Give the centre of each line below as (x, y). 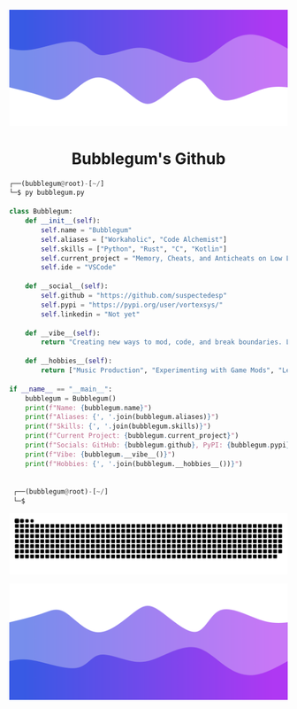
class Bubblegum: (41, 212)
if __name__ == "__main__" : (61, 389)
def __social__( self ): (67, 286)
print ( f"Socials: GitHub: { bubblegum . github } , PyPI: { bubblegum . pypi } (158, 445)
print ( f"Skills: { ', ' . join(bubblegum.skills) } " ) (118, 426)
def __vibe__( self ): (63, 333)
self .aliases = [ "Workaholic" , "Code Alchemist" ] (134, 239)
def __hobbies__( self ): (69, 361)
